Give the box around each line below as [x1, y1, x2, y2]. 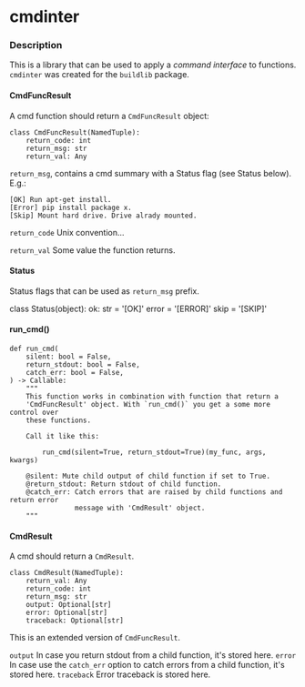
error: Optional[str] [25, 608, 107, 618]
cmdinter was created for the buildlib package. [9, 69, 189, 80]
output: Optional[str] [25, 601, 112, 610]
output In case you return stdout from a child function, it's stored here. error [9, 650, 297, 661]
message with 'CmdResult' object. [74, 503, 206, 513]
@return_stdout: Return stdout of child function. [25, 480, 222, 489]
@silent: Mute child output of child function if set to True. [25, 471, 271, 481]
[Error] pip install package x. [9, 203, 132, 212]
